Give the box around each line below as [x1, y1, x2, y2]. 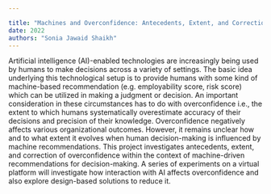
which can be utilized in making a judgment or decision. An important [8, 91, 239, 100]
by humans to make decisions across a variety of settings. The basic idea [8, 65, 252, 74]
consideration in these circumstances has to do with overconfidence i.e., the [8, 99, 263, 109]
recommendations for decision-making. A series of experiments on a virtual [8, 159, 260, 169]
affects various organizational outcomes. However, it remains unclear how [8, 124, 255, 134]
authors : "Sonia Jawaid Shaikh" [8, 34, 117, 42]
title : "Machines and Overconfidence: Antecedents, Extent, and [8, 19, 229, 27]
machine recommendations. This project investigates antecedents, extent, [8, 142, 255, 152]
